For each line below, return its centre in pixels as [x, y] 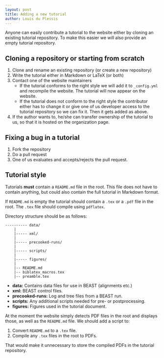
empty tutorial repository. [31, 43]
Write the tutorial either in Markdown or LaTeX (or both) [68, 75]
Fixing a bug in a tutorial [42, 137]
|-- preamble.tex [32, 276]
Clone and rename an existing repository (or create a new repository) [82, 70]
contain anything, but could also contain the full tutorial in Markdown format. [82, 192]
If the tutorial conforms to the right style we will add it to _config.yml [89, 86]
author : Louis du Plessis [31, 19]
